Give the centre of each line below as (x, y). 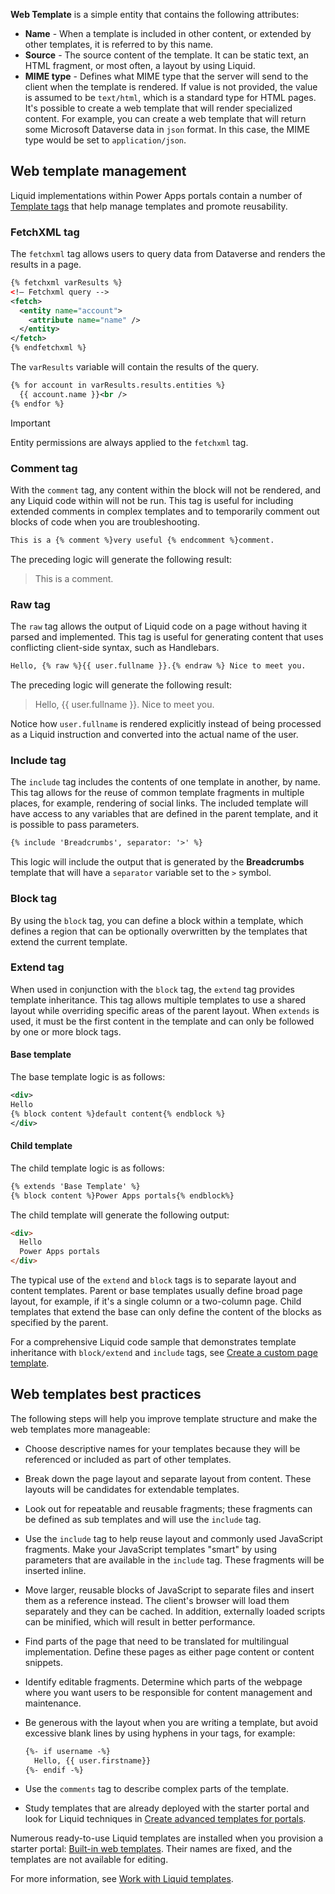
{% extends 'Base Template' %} (75, 1186)
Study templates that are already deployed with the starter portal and (167, 1808)
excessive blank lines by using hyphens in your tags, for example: (160, 1733)
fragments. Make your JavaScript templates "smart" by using (151, 1549)
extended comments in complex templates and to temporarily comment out (165, 511)
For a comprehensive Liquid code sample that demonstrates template (153, 1342)
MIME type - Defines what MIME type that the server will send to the (166, 76)
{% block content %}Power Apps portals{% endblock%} (122, 1195)
